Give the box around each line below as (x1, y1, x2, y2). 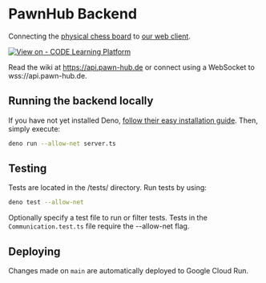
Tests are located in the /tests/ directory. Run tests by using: (8, 183, 207, 192)
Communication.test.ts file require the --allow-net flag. (8, 221, 190, 231)
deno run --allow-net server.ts (8, 139, 116, 148)
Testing (8, 162, 47, 176)
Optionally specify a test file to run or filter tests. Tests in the (8, 213, 208, 223)
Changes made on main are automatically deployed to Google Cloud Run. (8, 266, 248, 276)
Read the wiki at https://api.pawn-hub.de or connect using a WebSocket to (8, 62, 255, 72)
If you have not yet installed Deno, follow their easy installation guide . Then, (8, 115, 259, 125)
